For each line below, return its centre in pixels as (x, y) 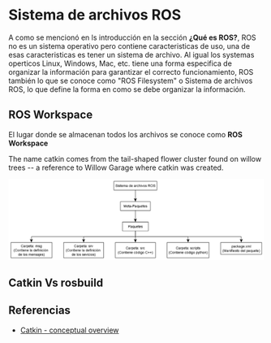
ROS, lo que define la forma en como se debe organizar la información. (127, 89)
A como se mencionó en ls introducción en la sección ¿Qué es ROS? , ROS (133, 37)
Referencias (40, 310)
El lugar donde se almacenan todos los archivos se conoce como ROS (126, 134)
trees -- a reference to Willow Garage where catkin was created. (116, 167)
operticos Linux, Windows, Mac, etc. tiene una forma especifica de (120, 63)
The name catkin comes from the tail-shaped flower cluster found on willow (135, 158)
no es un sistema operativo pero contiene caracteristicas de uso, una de (129, 46)
